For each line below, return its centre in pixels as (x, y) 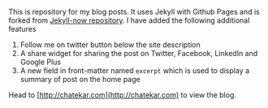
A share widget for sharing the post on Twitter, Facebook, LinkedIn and (139, 53)
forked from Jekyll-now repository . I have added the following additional (129, 20)
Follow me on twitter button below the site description (110, 45)
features (22, 29)
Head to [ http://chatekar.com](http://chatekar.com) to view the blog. (123, 95)
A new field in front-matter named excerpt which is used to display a (135, 71)
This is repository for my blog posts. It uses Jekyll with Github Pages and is (134, 12)
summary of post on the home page (80, 79)
